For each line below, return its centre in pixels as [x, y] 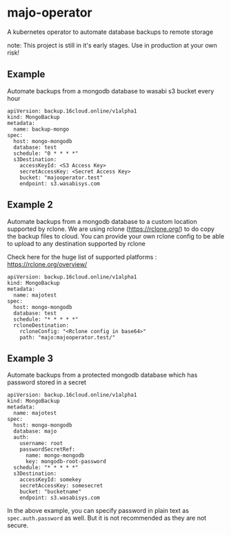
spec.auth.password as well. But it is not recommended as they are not [107, 518]
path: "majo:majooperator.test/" [68, 337]
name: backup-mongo [41, 129]
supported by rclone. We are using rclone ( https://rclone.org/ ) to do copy [111, 229]
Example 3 [30, 358]
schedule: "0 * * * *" [46, 153]
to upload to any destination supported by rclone [77, 243]
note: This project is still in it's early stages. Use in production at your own [112, 45]
